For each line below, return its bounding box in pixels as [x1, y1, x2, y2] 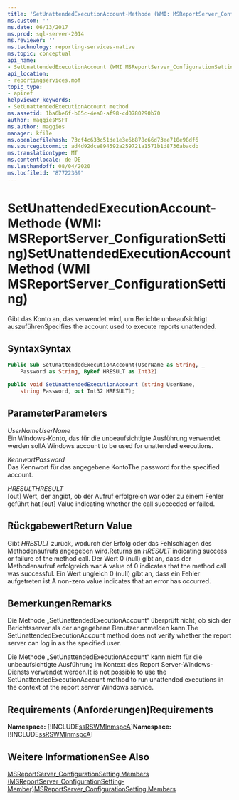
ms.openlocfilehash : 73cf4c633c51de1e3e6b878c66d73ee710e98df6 [7, 136, 199, 143]
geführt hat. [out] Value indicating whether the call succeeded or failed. [7, 499, 216, 508]
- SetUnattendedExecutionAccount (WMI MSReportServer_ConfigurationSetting [7, 63, 237, 71]
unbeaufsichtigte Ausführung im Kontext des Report [7, 660, 160, 669]
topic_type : [7, 83, 43, 90]
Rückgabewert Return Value [7, 520, 133, 532]
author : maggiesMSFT [7, 116, 69, 123]
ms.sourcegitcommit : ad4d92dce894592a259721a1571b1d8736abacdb [7, 143, 199, 150]
